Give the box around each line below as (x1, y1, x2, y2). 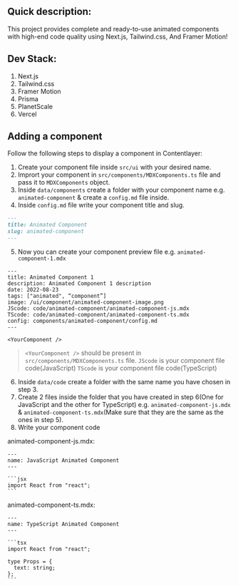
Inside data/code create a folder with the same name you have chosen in (17, 377, 231, 386)
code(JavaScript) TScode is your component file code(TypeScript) (24, 364, 217, 372)
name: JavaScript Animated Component (7, 456, 120, 464)
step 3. (17, 385, 38, 394)
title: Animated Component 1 (7, 274, 94, 281)
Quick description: (7, 6, 92, 18)
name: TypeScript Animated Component (7, 520, 120, 528)
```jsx (7, 476, 27, 483)
